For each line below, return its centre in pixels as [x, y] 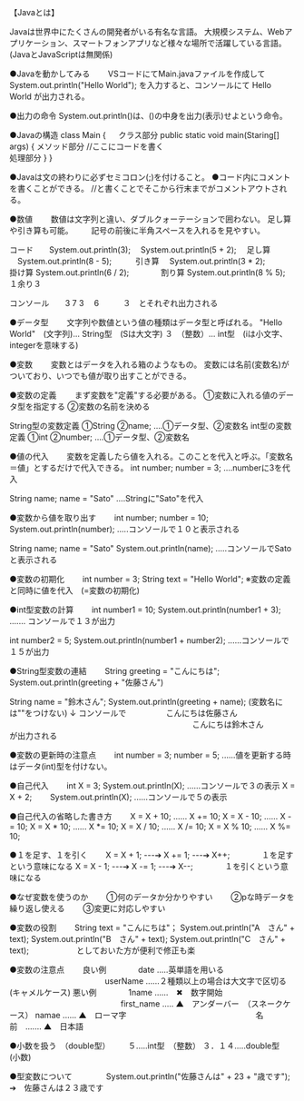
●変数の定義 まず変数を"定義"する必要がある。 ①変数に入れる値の [144, 395]
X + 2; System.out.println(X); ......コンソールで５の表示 [118, 797]
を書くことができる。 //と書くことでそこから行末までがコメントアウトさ [144, 188]
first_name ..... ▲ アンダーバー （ [186, 1004]
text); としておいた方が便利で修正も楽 [103, 950]
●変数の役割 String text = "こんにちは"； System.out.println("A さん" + [152, 927]
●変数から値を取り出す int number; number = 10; [109, 518]
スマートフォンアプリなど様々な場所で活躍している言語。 [180, 43]
